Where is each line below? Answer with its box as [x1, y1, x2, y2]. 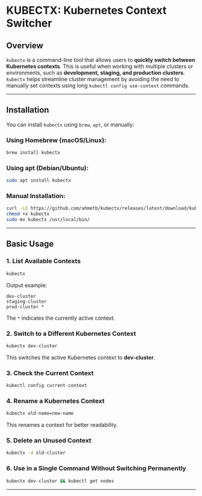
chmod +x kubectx [6, 211, 50, 217]
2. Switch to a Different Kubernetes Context [6, 329, 136, 338]
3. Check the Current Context [6, 368, 94, 377]
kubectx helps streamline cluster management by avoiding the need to [6, 76, 180, 82]
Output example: [6, 281, 47, 289]
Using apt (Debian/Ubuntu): [6, 164, 89, 172]
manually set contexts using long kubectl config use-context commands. [6, 82, 190, 89]
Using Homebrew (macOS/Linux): [6, 136, 107, 144]
